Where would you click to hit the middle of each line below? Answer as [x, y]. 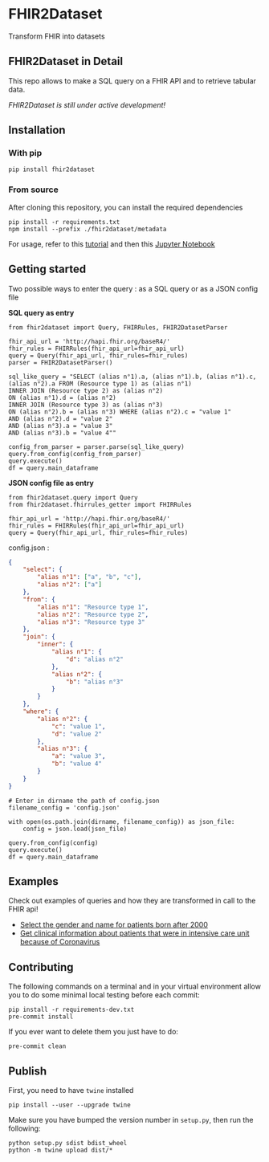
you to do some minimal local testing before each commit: [104, 995]
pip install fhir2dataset [51, 169]
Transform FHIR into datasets [57, 36]
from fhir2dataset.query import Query [73, 497]
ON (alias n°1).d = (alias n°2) [62, 398]
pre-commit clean [37, 1046]
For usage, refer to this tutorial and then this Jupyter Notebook [112, 244]
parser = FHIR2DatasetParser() [61, 362]
